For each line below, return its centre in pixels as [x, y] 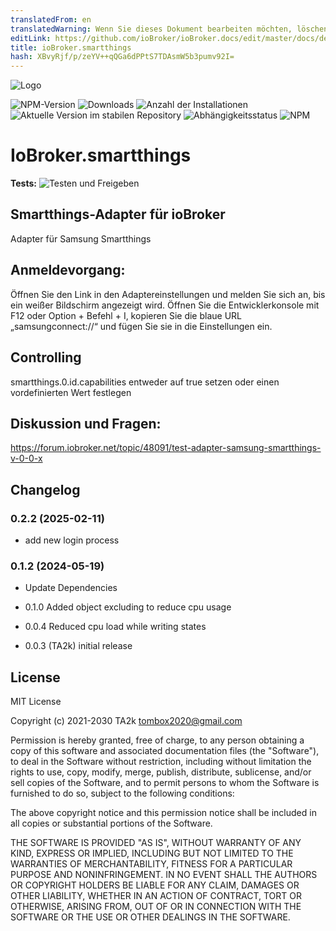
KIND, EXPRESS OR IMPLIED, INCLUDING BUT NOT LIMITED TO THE [152, 853]
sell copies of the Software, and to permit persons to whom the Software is [165, 783]
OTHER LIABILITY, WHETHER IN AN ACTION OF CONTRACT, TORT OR [156, 896]
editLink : [31, 38]
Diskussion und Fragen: [86, 423]
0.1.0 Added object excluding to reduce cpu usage [128, 607]
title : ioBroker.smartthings [71, 47]
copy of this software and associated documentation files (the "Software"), [165, 751]
